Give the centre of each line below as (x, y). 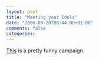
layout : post (22, 12)
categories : (21, 34)
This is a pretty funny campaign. (45, 50)
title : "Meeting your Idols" (42, 17)
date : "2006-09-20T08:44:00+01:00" (50, 23)
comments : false (26, 28)
